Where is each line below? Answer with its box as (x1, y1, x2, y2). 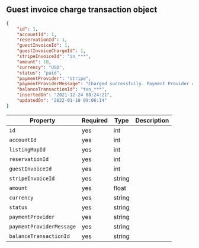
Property (29, 116, 56, 124)
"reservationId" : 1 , (17, 37, 68, 43)
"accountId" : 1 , (17, 31, 57, 37)
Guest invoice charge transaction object (6, 5, 158, 15)
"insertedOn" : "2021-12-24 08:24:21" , (17, 92, 113, 98)
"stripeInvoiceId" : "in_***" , (17, 53, 92, 60)
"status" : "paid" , (17, 70, 62, 76)
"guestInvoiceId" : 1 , (17, 43, 70, 49)
